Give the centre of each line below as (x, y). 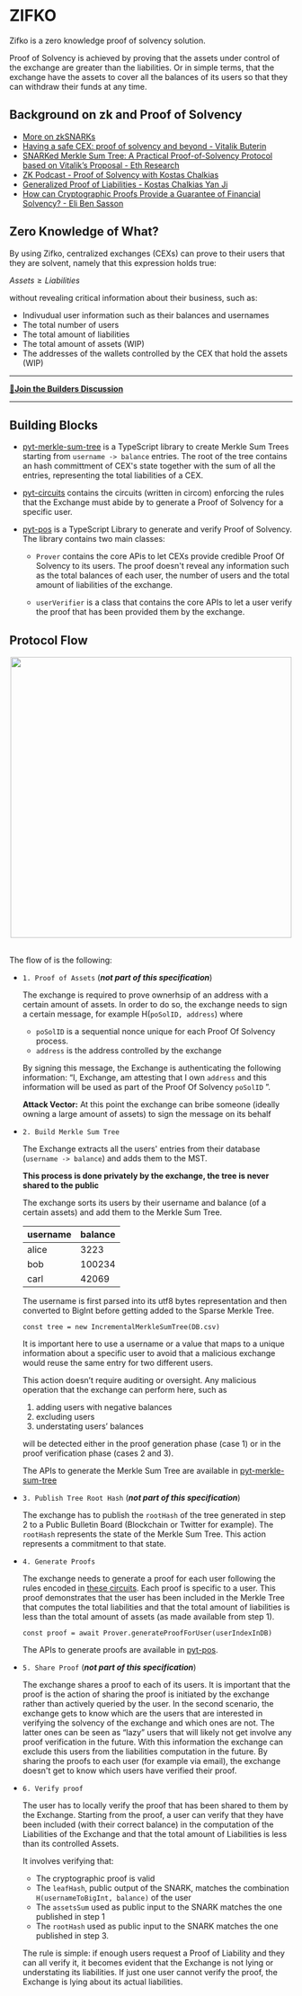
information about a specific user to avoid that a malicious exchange (149, 1353)
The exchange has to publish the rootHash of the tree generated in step (154, 1515)
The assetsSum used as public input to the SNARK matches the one (159, 1907)
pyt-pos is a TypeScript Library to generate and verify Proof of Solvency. (157, 529)
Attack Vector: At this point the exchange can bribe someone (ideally (151, 1104)
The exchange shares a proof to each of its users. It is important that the (156, 1685)
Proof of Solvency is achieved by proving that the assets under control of (145, 58)
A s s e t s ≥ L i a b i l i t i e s (45, 280)
